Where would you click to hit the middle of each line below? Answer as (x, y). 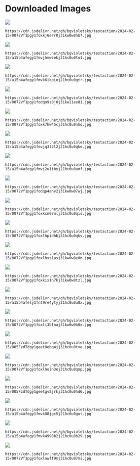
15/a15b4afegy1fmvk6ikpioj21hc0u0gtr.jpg (48, 80)
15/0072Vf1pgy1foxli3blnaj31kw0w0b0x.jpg (48, 325)
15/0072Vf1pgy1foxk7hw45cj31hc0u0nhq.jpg (48, 124)
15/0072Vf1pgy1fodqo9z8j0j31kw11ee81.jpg (48, 102)
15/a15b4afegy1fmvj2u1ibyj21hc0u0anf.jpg (48, 169)
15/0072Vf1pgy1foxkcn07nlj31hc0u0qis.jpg (48, 213)
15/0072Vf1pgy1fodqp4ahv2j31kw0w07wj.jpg (48, 191)
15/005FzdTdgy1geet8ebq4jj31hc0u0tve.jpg (48, 347)
